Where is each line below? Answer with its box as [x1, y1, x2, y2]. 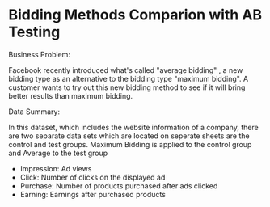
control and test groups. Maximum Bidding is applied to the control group [8, 139, 252, 149]
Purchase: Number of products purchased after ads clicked [19, 180, 218, 191]
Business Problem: [8, 49, 71, 59]
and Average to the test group [8, 148, 108, 158]
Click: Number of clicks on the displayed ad [19, 172, 166, 182]
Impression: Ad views [19, 163, 92, 173]
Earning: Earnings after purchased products [19, 189, 166, 199]
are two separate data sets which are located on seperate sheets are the [8, 131, 250, 141]
